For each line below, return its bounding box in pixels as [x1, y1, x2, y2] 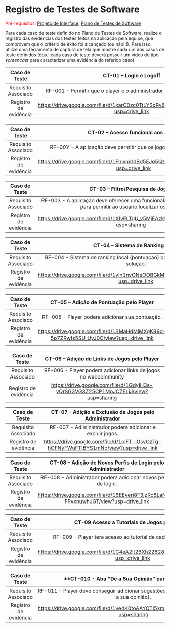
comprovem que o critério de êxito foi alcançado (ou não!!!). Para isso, [5, 40, 152, 47]
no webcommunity [80, 373, 124, 380]
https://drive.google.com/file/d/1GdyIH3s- [51, 381, 153, 388]
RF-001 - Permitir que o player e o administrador [45, 87, 163, 94]
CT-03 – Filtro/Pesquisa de [89, 185, 156, 192]
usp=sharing [87, 394, 117, 401]
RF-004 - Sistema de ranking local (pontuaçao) [45, 254, 159, 261]
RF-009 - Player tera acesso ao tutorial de [53, 533, 155, 540]
